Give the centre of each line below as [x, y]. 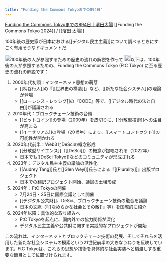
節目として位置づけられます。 [44, 255]
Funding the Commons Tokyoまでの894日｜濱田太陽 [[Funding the [74, 24]
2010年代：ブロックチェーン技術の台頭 [52, 114]
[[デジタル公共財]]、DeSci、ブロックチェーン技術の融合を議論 [83, 201]
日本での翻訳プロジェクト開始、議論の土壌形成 [68, 182]
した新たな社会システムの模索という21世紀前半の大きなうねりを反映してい [86, 243]
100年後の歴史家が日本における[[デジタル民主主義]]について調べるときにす [82, 41]
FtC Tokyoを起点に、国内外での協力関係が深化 [68, 219]
